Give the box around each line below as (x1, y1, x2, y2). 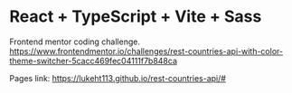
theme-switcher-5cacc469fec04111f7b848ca (9, 55, 178, 66)
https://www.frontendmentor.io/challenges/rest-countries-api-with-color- (9, 45, 283, 56)
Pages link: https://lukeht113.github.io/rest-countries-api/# (9, 72, 226, 83)
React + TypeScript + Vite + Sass (9, 6, 262, 27)
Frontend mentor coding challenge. (9, 36, 140, 47)
